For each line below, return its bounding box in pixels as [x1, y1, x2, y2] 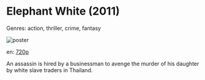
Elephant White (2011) [6, 4, 121, 18]
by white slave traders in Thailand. [6, 66, 93, 74]
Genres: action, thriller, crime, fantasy [6, 24, 101, 32]
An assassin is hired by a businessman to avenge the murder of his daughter [6, 60, 199, 67]
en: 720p [6, 48, 29, 56]
